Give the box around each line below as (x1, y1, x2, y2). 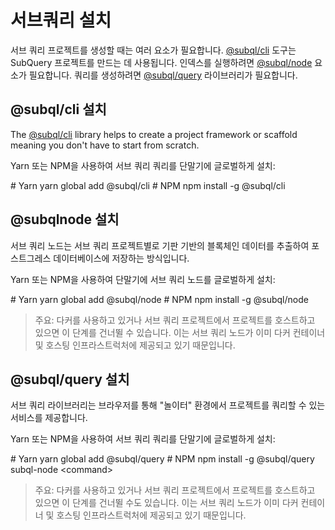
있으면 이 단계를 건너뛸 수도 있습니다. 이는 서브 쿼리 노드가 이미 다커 (34, 497, 299, 509)
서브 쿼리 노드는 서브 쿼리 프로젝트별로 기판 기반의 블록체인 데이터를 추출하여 (10, 239, 310, 251)
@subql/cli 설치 (10, 101, 107, 118)
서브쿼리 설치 (10, 9, 112, 32)
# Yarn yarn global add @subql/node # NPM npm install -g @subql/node (10, 293, 309, 305)
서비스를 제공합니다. (10, 412, 88, 424)
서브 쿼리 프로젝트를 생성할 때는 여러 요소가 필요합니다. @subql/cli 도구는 (10, 44, 297, 56)
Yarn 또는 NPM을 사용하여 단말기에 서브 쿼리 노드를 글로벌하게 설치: (10, 273, 276, 285)
